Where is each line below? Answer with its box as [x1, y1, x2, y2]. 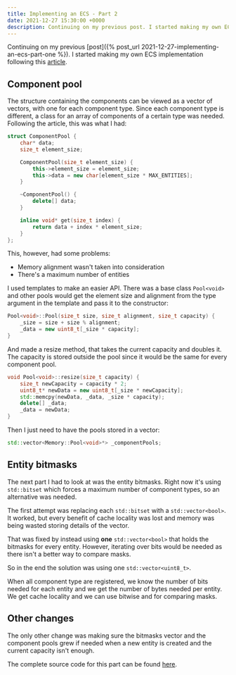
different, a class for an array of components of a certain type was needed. [7, 112, 225, 120]
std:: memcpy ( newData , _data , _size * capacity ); [20, 393, 165, 400]
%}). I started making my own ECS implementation [57, 50, 204, 58]
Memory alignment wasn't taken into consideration [17, 263, 165, 271]
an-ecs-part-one [7, 50, 56, 58]
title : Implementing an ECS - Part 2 [7, 10, 118, 18]
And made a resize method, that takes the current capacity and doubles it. [7, 345, 223, 353]
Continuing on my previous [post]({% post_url [7, 43, 140, 51]
